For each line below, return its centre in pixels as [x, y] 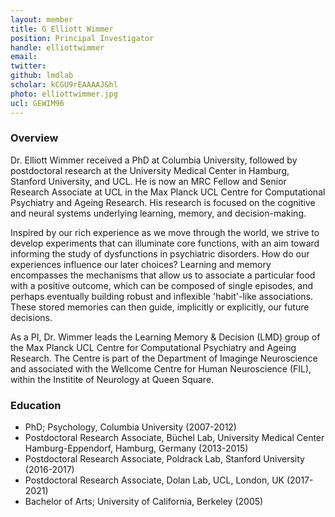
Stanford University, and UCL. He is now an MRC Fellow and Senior [148, 181]
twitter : [28, 66]
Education [36, 405]
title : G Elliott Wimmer [62, 29]
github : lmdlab [42, 76]
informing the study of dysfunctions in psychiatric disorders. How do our [160, 253]
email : [24, 57]
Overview [34, 138]
